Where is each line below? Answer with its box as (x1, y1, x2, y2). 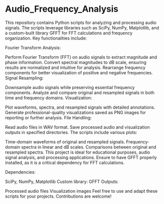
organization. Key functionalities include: (5, 35, 87, 41)
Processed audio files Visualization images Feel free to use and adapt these (5, 188, 158, 194)
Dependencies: (5, 169, 36, 175)
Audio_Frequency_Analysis (5, 3, 118, 15)
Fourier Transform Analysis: (5, 45, 61, 50)
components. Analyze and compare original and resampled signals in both (5, 90, 155, 95)
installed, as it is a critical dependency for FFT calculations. (5, 159, 125, 165)
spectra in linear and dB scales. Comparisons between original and (21, 144, 157, 150)
